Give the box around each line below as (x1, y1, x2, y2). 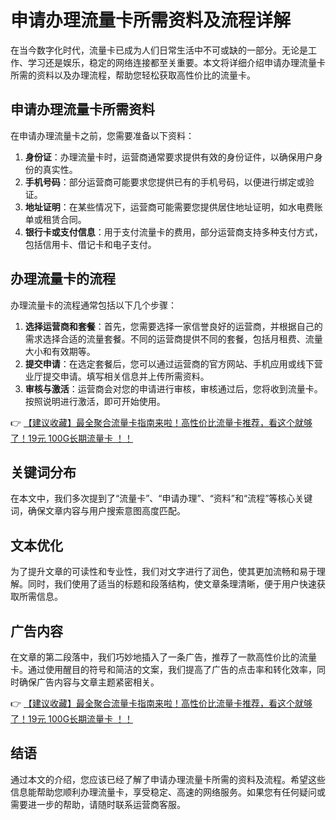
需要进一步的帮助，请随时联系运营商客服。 (10, 798, 186, 810)
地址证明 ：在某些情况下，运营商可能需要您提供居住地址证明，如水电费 (24, 201, 315, 213)
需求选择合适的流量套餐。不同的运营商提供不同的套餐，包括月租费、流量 (24, 332, 323, 345)
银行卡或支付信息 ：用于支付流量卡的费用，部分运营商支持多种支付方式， (24, 226, 323, 238)
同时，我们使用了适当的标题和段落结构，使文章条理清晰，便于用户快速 (27, 578, 317, 590)
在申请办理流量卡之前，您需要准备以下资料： (10, 129, 195, 141)
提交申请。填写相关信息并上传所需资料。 (42, 370, 210, 382)
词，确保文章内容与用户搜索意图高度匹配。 (10, 505, 186, 517)
